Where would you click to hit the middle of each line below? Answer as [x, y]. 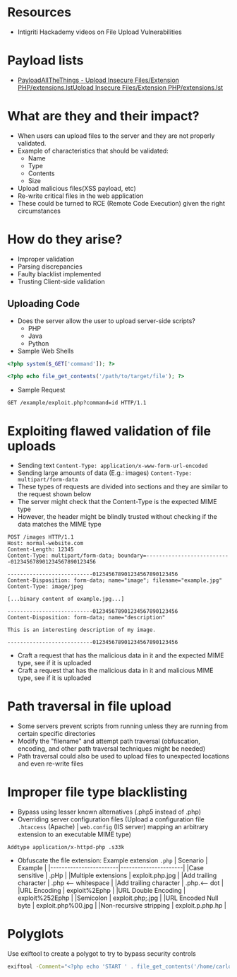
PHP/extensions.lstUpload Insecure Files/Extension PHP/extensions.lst [120, 87]
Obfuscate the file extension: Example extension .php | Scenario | [113, 860]
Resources [39, 12]
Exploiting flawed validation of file [109, 431]
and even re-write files [50, 764]
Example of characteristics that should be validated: [93, 151]
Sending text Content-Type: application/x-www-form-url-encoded [113, 466]
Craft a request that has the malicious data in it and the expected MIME [121, 655]
